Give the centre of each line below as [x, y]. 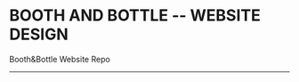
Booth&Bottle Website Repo [60, 59]
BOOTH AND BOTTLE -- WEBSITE [135, 16]
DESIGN [39, 34]
